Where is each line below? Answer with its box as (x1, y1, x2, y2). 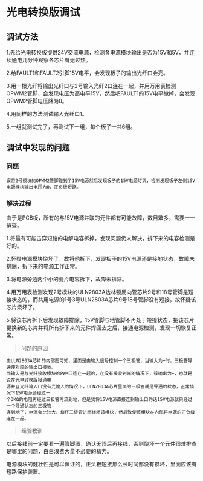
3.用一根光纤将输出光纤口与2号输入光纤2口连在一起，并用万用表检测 (6, 82, 176, 89)
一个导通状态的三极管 (6, 403, 51, 409)
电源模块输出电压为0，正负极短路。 (6, 184, 82, 190)
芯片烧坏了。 (6, 303, 38, 311)
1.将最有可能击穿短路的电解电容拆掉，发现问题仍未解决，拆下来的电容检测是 (6, 234, 195, 241)
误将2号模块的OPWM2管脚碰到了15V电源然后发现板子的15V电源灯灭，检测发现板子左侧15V (6, 177, 195, 184)
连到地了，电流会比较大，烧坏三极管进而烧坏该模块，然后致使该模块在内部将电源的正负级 (6, 409, 195, 415)
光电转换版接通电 (14, 377, 51, 383)
